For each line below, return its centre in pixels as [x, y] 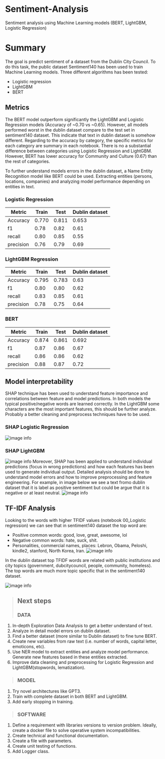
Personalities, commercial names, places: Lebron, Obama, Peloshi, [80, 545]
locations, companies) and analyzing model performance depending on [78, 181]
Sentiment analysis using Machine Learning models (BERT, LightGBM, [76, 23]
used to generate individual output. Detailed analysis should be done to [77, 472]
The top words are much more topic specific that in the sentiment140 [75, 571]
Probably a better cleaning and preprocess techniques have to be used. [78, 414]
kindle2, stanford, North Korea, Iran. [49, 551]
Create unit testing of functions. [45, 746]
